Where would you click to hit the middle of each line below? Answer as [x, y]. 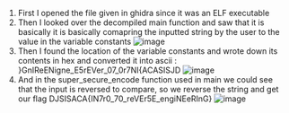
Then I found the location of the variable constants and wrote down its [148, 51]
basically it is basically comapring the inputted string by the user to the [149, 32]
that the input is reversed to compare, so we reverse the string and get [148, 89]
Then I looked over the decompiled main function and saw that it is [141, 22]
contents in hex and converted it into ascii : [97, 61]
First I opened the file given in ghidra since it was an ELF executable [144, 13]
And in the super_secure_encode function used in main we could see [145, 79]
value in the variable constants [74, 41]
